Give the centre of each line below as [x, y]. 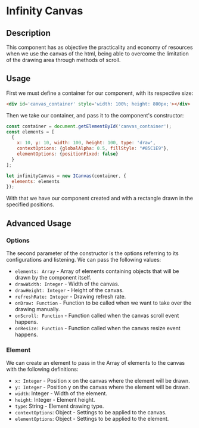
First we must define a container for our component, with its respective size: [100, 93]
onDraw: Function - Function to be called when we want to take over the [103, 303]
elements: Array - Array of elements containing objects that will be [97, 271]
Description [28, 33]
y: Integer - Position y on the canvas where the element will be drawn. [102, 387]
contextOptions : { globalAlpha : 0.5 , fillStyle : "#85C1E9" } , [93, 148]
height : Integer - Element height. [55, 400]
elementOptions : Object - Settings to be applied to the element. [92, 419]
